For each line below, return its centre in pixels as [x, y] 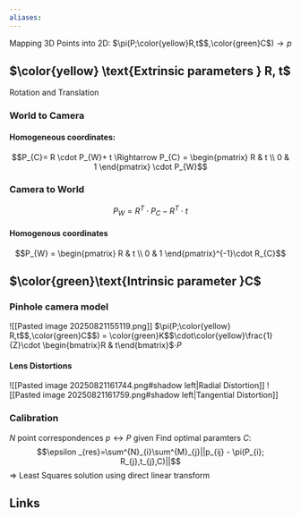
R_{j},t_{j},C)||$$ [150, 461]
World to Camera [47, 115]
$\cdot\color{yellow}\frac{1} [221, 335]
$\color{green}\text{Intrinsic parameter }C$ [135, 281]
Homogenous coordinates [59, 233]
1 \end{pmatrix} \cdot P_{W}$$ [150, 166]
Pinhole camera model [59, 307]
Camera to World [47, 190]
